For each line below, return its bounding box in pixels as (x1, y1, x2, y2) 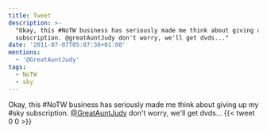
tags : (8, 63, 26, 71)
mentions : (8, 48, 41, 56)
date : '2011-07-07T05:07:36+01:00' (8, 41, 126, 49)
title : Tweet (8, 11, 52, 20)
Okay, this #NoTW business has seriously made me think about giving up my (8, 100, 259, 109)
